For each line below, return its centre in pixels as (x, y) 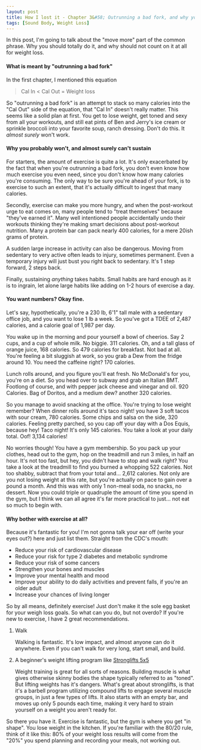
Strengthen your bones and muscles (60, 569)
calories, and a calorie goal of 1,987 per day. (61, 325)
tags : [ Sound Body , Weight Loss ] (48, 23)
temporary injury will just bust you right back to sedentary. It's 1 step (91, 261)
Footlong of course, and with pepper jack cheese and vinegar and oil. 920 (97, 386)
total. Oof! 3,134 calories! (37, 436)
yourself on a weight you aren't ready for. (66, 710)
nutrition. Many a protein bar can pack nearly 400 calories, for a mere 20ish (100, 230)
